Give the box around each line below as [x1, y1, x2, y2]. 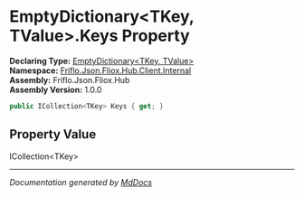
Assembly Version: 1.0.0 [9, 84, 102, 95]
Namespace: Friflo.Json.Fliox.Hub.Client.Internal [9, 65, 192, 76]
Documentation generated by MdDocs [9, 176, 152, 187]
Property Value [9, 127, 97, 142]
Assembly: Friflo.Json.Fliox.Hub [9, 74, 130, 85]
